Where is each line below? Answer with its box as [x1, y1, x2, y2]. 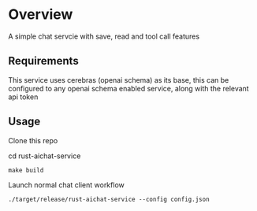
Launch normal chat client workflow [8, 180, 125, 190]
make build [8, 166, 44, 174]
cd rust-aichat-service [8, 151, 81, 161]
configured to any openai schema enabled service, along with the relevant [8, 83, 250, 93]
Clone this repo [8, 135, 58, 145]
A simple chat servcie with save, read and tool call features [8, 31, 199, 41]
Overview [8, 6, 73, 24]
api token [8, 92, 39, 102]
